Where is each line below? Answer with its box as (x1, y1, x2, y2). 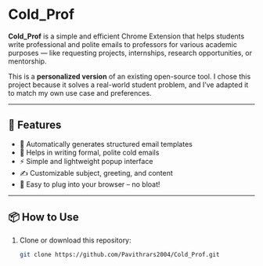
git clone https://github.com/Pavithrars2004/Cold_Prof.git (19, 250, 220, 258)
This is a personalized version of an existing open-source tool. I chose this (8, 71, 251, 81)
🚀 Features (8, 118, 62, 132)
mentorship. (8, 56, 47, 66)
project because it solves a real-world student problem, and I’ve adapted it (8, 80, 249, 89)
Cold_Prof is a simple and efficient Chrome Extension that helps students (8, 31, 245, 41)
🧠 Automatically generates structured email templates (19, 139, 193, 148)
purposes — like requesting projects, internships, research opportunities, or (8, 48, 253, 57)
